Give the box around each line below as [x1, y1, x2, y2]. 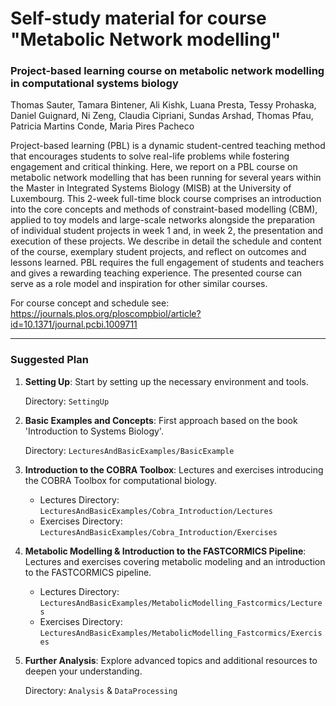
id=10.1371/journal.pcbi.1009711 [10, 318, 138, 331]
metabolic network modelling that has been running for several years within [10, 172, 322, 184]
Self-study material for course [10, 7, 267, 30]
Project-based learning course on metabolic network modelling [10, 64, 325, 78]
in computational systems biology [10, 77, 179, 91]
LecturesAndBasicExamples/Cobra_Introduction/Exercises [39, 527, 278, 537]
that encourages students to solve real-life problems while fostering [10, 150, 290, 162]
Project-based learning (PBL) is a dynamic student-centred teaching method [10, 140, 326, 152]
